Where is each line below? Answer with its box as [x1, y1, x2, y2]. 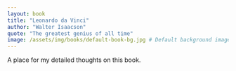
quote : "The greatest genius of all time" [7, 30, 133, 37]
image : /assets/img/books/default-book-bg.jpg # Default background [7, 37, 212, 44]
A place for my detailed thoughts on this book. [7, 56, 141, 64]
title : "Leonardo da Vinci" [7, 17, 90, 24]
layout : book [7, 10, 46, 18]
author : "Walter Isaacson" [7, 23, 86, 30]
